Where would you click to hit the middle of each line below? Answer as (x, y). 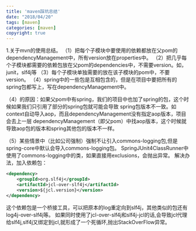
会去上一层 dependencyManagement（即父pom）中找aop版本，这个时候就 (97, 121)
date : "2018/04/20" (30, 17)
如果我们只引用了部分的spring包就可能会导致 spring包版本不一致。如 (94, 107)
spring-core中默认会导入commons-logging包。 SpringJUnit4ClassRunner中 (97, 148)
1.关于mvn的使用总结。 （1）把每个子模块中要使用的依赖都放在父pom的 (92, 51)
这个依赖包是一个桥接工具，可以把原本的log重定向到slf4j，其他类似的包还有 (97, 207)
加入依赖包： (32, 163)
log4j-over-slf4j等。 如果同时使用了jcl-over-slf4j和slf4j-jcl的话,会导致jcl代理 (97, 215)
